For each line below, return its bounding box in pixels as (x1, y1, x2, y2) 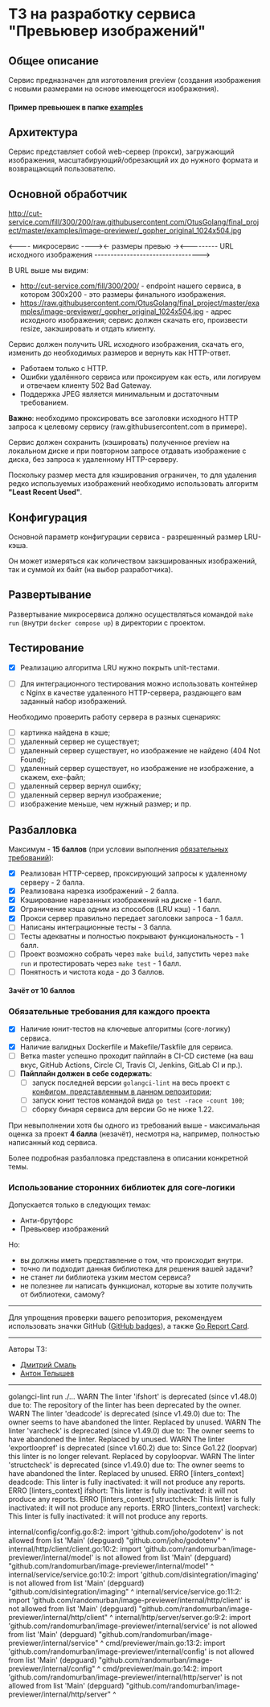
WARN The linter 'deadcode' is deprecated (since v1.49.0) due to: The (8, 1409, 241, 1419)
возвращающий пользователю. (8, 164, 117, 174)
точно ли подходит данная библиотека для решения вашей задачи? (19, 1264, 253, 1274)
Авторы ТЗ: (8, 1345, 47, 1354)
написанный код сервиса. (8, 1137, 98, 1147)
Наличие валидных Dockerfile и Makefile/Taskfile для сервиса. (19, 1041, 233, 1051)
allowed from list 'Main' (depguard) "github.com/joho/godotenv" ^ (8, 1536, 227, 1545)
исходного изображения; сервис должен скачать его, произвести (19, 315, 247, 325)
